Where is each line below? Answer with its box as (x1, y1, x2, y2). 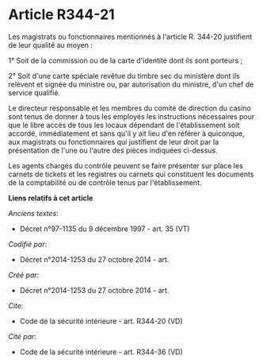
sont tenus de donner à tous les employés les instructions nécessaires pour (8, 111, 255, 121)
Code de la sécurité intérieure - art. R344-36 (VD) (19, 347, 184, 357)
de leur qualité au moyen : (8, 40, 93, 49)
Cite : (8, 300, 24, 311)
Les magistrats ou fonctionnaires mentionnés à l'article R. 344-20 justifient (8, 32, 253, 41)
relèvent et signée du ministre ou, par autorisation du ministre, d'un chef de (8, 79, 254, 89)
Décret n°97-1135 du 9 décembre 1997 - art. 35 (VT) (19, 224, 190, 234)
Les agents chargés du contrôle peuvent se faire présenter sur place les (8, 160, 243, 170)
